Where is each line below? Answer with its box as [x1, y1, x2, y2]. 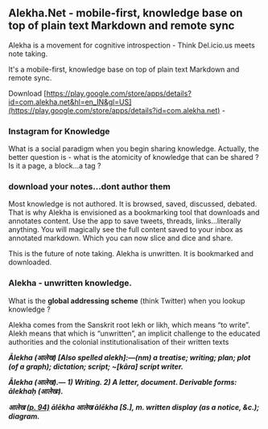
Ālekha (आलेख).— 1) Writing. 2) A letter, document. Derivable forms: [8, 377, 237, 386]
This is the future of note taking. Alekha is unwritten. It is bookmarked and [8, 249, 254, 259]
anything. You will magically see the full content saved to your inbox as [8, 225, 243, 235]
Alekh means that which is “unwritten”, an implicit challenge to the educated [8, 329, 261, 338]
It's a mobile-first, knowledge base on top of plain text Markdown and [8, 64, 240, 74]
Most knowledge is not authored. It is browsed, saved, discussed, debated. [8, 199, 258, 209]
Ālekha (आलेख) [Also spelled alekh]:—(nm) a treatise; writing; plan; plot [8, 353, 251, 362]
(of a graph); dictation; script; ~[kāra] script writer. [8, 362, 183, 371]
